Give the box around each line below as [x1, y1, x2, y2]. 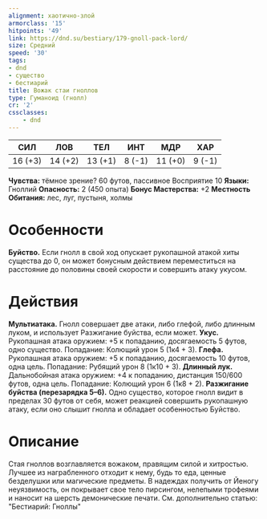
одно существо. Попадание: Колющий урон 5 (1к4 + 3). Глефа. [8, 344, 224, 354]
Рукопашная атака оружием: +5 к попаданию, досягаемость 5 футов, [8, 336, 247, 346]
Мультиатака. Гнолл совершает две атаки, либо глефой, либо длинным [8, 318, 255, 329]
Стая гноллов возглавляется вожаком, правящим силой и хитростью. [8, 459, 249, 468]
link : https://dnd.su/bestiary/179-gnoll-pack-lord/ [8, 34, 188, 43]
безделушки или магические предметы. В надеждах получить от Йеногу [8, 476, 259, 485]
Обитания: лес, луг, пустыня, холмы [8, 193, 133, 202]
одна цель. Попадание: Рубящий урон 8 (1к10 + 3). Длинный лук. [8, 362, 233, 371]
